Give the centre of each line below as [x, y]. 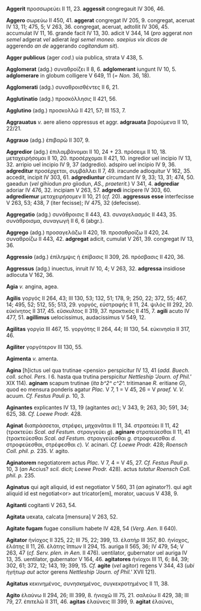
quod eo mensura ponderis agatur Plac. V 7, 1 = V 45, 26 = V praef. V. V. [95, 389]
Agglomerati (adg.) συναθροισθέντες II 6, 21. [63, 87]
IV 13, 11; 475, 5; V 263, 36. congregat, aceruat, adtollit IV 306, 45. [88, 27]
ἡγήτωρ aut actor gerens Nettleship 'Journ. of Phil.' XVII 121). [81, 572]
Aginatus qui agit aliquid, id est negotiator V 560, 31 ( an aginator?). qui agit [99, 487]
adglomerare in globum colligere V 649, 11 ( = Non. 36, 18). [79, 75]
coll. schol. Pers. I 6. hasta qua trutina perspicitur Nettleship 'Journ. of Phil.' [99, 377]
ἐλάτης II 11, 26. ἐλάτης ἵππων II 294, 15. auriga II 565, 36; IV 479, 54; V [95, 546]
